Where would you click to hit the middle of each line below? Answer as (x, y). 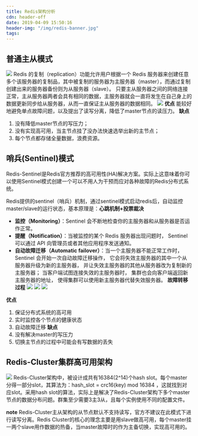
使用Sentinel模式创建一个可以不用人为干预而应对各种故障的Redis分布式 (97, 181)
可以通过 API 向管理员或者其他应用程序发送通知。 (75, 243)
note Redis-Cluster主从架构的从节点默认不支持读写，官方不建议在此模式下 (96, 412)
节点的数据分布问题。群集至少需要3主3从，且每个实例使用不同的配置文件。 (97, 399)
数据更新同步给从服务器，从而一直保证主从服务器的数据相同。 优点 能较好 (99, 103)
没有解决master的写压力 (44, 334)
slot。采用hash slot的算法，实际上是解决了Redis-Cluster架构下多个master (100, 392)
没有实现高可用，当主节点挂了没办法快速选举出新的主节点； (87, 131)
